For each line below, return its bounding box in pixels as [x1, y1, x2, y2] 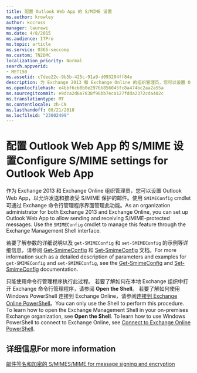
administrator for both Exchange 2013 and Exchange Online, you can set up [6, 209, 189, 216]
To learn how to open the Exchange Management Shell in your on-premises [6, 307, 189, 314]
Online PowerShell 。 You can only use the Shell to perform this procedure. [6, 300, 185, 307]
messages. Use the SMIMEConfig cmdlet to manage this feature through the [6, 221, 186, 228]
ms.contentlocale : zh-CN [6, 101, 67, 107]
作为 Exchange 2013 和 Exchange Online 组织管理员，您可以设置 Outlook [6, 187, 182, 194]
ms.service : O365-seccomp [6, 47, 69, 53]
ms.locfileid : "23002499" [6, 112, 69, 118]
